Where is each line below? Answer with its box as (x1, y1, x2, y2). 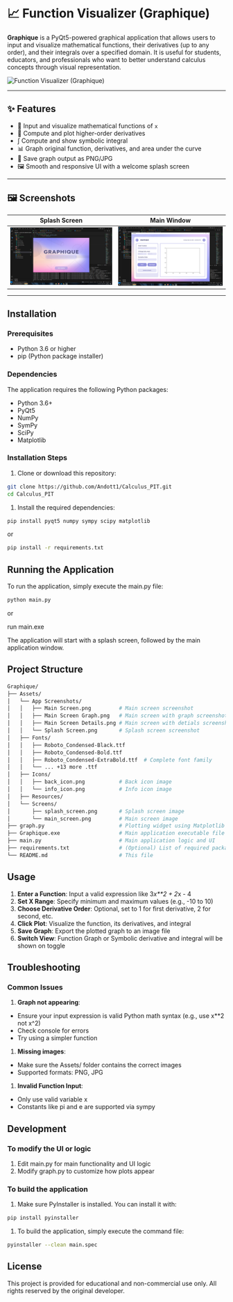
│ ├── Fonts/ (7, 734, 51, 742)
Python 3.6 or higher (17, 345, 76, 353)
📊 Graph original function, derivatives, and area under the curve (17, 144, 202, 152)
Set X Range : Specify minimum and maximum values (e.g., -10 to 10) (17, 897, 214, 905)
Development (7, 1122, 67, 1135)
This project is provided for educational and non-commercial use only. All (7, 1279, 217, 1287)
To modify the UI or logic (7, 1143, 92, 1153)
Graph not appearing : (17, 998, 81, 1007)
